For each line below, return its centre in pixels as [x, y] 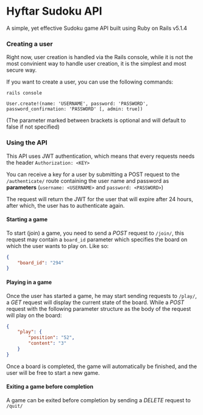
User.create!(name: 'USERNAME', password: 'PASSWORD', [77, 104]
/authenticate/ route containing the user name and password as [88, 180]
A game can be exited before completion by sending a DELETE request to [98, 400]
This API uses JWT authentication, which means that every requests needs [101, 156]
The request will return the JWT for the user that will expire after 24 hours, [100, 199]
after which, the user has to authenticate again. [66, 205]
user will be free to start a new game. [53, 372]
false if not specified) [33, 127]
